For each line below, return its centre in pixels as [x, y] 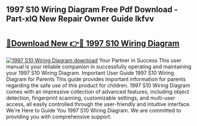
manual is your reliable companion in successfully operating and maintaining [99, 67]
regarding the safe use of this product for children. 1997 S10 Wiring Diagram [98, 85]
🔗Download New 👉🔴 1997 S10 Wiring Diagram [93, 43]
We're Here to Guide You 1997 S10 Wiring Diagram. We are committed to [94, 110]
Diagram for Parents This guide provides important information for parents [96, 79]
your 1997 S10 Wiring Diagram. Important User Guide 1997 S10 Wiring [90, 73]
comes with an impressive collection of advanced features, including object [98, 92]
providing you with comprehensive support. [59, 117]
